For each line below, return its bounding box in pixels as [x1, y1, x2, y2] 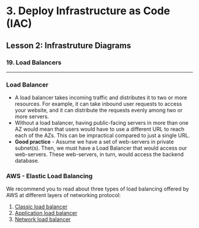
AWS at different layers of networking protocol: [6, 192, 121, 199]
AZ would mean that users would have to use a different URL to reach [14, 126, 185, 133]
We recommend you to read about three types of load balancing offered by [6, 185, 190, 192]
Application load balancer [14, 210, 78, 217]
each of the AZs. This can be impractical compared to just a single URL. [14, 132, 190, 139]
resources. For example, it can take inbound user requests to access [14, 100, 182, 107]
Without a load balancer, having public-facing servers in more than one [14, 119, 188, 126]
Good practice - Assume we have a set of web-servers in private [14, 138, 174, 145]
